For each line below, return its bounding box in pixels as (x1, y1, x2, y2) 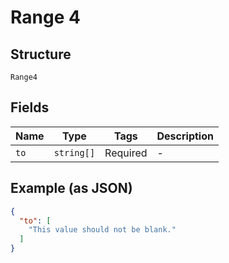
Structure (10, 46, 72, 63)
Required (104, 146, 148, 160)
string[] (53, 147, 96, 158)
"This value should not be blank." (28, 225, 177, 235)
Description (156, 129, 214, 143)
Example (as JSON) (10, 180, 133, 197)
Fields (10, 99, 50, 116)
